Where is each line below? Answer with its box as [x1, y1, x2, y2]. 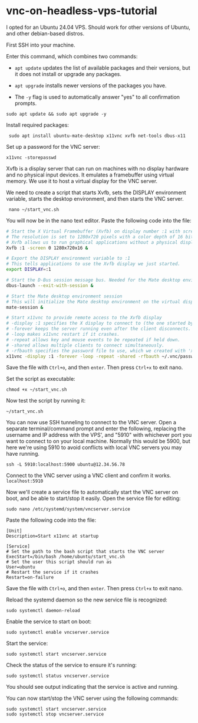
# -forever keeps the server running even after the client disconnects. [6, 326, 192, 332]
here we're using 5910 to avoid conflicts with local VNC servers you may [6, 444, 182, 451]
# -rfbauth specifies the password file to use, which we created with [6, 348, 186, 354]
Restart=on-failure [6, 574, 54, 581]
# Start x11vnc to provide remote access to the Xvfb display [6, 315, 162, 321]
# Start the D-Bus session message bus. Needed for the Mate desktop [6, 277, 181, 283]
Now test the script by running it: [6, 397, 86, 404]
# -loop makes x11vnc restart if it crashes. [6, 332, 120, 338]
